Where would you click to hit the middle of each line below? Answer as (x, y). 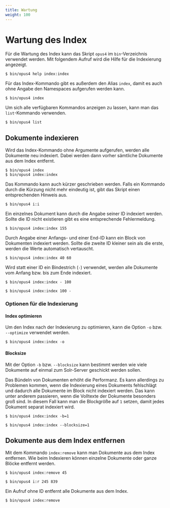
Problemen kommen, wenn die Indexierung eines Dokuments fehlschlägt (81, 385)
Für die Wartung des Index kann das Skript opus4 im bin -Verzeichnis (76, 54)
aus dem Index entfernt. (30, 161)
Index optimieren (24, 316)
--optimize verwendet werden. (38, 333)
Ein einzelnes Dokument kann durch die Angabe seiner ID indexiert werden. (84, 214)
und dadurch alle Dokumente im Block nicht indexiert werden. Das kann (80, 391)
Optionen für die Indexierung (42, 304)
